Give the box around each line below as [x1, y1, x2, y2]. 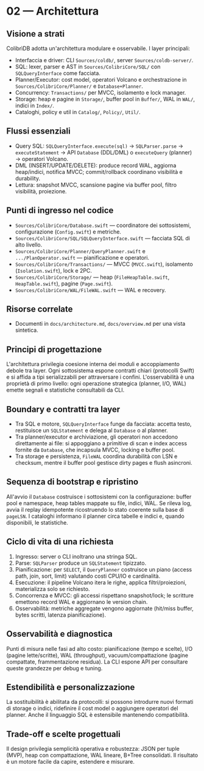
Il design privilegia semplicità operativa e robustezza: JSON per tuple [6, 745, 180, 753]
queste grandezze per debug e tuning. [6, 664, 103, 672]
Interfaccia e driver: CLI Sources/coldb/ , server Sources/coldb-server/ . [15, 57, 194, 63]
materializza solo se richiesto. [15, 585, 90, 592]
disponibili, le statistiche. [6, 518, 68, 526]
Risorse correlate [6, 304, 73, 315]
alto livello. [15, 241, 43, 248]
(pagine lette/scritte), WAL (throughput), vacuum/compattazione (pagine [6, 651, 189, 659]
